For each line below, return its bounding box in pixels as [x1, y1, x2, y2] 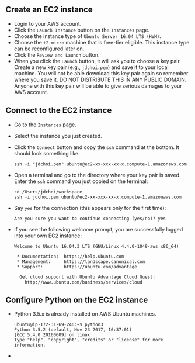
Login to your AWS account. [13, 20, 82, 27]
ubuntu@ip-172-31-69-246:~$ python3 [13, 321, 103, 328]
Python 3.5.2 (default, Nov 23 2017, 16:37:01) [13, 327, 132, 333]
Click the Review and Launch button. [13, 51, 100, 58]
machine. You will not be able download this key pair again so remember [13, 70, 189, 77]
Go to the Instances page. [13, 121, 77, 128]
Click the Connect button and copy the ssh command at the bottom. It [13, 143, 179, 151]
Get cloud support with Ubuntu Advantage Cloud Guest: [19, 274, 156, 280]
